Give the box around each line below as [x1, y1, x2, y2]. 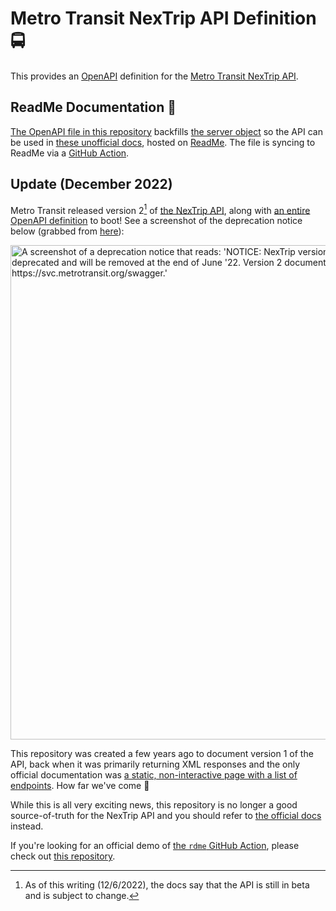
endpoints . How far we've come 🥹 [10, 780, 150, 792]
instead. [10, 820, 44, 832]
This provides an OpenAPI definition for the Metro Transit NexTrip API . [10, 70, 299, 82]
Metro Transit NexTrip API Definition [10, 7, 317, 30]
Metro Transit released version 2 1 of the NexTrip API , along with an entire [10, 202, 311, 216]
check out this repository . [10, 850, 116, 862]
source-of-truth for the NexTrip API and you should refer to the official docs [10, 810, 322, 822]
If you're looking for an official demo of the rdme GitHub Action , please [10, 840, 300, 852]
